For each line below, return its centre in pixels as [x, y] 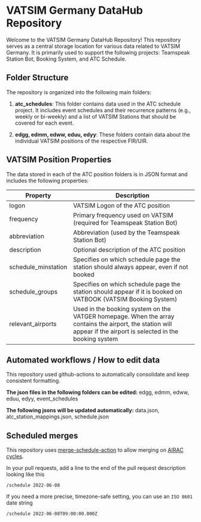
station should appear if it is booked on [127, 291]
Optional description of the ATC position [129, 249]
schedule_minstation [38, 267]
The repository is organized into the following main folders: [79, 92]
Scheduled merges [42, 435]
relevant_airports [33, 324]
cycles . [15, 457]
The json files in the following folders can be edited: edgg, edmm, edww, [98, 393]
